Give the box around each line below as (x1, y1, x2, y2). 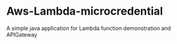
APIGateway (6, 31, 38, 38)
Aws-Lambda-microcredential (6, 4, 164, 18)
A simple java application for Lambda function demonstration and (6, 24, 171, 32)
